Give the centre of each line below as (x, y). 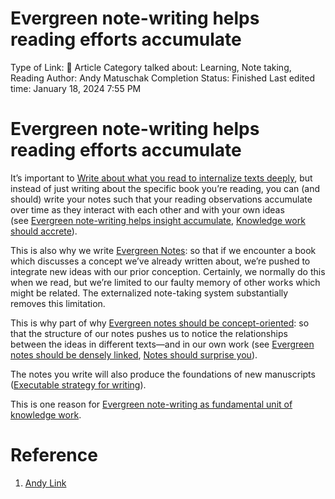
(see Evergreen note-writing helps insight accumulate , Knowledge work (158, 220)
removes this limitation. (58, 303)
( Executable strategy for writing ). (78, 384)
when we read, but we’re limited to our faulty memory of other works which (165, 282)
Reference (54, 455)
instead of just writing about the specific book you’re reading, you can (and (165, 188)
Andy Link (45, 483)
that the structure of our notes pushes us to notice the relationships (149, 333)
